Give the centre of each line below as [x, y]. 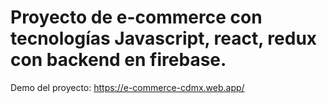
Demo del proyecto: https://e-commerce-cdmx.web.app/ [127, 87]
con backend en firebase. [118, 60]
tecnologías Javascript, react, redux [164, 38]
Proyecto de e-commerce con [136, 17]
